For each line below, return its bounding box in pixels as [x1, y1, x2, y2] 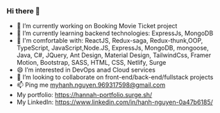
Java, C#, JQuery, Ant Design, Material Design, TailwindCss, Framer [16, 51, 212, 59]
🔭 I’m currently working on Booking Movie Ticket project [16, 22, 178, 30]
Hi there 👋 [6, 6, 41, 16]
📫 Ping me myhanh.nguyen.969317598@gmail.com [16, 81, 166, 89]
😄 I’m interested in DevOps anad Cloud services [16, 65, 155, 74]
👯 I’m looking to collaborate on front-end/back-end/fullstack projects [16, 73, 214, 81]
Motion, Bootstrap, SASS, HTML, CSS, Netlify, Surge [16, 59, 167, 67]
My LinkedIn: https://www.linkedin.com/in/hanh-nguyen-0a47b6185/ [16, 98, 213, 106]
